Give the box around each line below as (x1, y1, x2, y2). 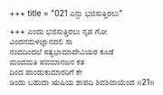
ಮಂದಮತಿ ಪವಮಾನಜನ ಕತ (9, 56, 85, 67)
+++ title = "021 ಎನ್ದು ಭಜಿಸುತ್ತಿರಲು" (9, 8, 123, 18)
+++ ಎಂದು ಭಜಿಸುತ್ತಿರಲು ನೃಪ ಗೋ (9, 26, 108, 36)
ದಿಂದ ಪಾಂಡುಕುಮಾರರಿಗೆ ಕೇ (9, 67, 83, 77)
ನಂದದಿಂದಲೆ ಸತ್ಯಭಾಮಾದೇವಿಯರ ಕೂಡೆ (9, 46, 115, 57)
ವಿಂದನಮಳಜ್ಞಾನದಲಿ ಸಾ (9, 36, 73, 46)
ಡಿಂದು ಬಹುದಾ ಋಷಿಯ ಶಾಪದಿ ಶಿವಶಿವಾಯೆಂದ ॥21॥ (9, 77, 156, 87)
